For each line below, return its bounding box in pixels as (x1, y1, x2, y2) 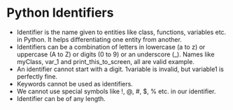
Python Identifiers (6, 5, 114, 21)
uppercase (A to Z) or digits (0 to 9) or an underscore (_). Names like (16, 50, 215, 58)
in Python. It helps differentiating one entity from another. (16, 35, 183, 43)
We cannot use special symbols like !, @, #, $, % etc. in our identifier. (16, 87, 216, 95)
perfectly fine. (16, 72, 57, 81)
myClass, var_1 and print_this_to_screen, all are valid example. (16, 57, 195, 65)
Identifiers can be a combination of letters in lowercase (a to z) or (16, 42, 206, 51)
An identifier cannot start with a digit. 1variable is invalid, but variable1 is (16, 65, 225, 73)
